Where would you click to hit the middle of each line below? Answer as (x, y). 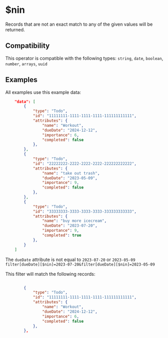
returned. (15, 29)
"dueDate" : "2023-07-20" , (70, 226)
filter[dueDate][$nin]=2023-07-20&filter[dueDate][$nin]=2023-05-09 (80, 264)
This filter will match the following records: (50, 274)
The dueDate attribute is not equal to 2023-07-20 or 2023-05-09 (70, 259)
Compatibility (27, 46)
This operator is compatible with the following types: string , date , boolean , (84, 58)
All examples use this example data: (43, 92)
